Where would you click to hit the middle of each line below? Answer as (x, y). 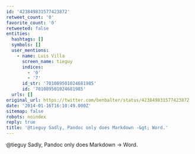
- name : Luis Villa (41, 56)
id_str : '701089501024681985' (59, 84)
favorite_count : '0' (32, 23)
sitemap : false (25, 111)
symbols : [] (26, 45)
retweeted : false (28, 28)
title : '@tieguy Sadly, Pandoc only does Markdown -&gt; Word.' (87, 128)
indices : (33, 67)
